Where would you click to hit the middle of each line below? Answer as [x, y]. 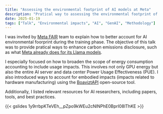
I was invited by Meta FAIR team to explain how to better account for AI [76, 37]
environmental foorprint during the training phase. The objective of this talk [80, 42]
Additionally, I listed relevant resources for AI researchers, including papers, [81, 92]
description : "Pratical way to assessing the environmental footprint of [81, 14]
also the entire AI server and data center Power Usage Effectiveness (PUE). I [82, 72]
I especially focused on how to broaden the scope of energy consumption [79, 62]
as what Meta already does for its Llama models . [54, 52]
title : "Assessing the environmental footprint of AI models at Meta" [78, 9]
